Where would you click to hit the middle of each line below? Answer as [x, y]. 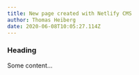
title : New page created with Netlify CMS [69, 13]
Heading [22, 50]
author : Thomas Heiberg [42, 20]
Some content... [30, 65]
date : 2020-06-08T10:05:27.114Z [54, 26]
